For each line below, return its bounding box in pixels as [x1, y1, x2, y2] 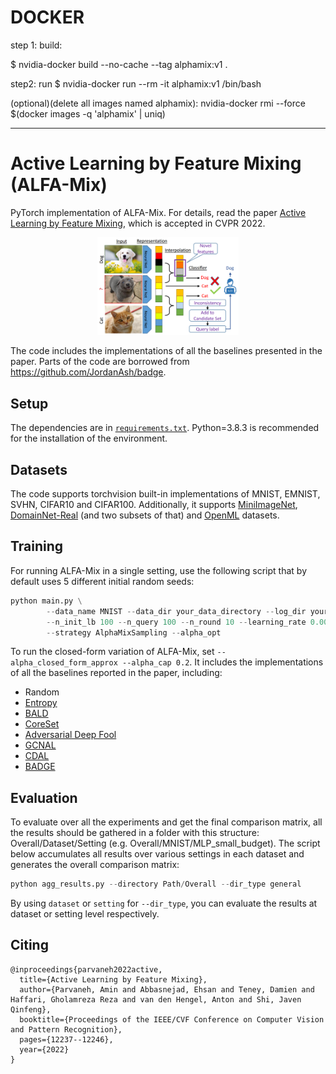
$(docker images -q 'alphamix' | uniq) [10, 107, 166, 120]
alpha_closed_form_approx [10, 658, 118, 668]
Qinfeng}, [10, 1004, 52, 1015]
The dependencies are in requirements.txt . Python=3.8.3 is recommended [10, 422, 320, 434]
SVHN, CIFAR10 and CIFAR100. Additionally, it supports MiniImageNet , [10, 499, 298, 511]
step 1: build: [10, 39, 63, 51]
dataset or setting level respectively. [10, 908, 160, 920]
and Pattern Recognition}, [10, 1024, 123, 1035]
